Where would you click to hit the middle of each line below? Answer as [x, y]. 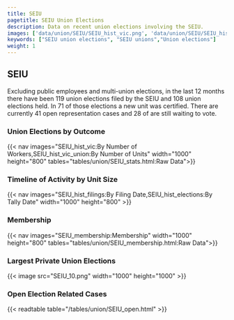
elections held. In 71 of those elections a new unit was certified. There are [113, 106]
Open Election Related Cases [57, 294]
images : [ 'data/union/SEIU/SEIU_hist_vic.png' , [78, 33]
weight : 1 [22, 46]
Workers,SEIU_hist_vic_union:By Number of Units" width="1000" [99, 154]
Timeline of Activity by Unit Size [63, 180]
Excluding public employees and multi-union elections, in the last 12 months [116, 91]
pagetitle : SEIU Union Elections [56, 20]
